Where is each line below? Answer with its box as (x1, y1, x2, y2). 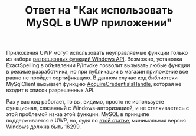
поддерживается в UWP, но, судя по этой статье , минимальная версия (6, 117, 186, 124)
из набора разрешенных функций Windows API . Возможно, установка (6, 55, 183, 62)
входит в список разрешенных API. (6, 87, 95, 94)
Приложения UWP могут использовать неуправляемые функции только (6, 49, 188, 57)
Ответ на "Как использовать (25, 4, 174, 17)
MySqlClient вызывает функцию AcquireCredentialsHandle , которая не (6, 81, 182, 88)
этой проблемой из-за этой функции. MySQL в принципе (6, 111, 149, 118)
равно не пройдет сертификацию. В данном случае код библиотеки (6, 74, 178, 81)
